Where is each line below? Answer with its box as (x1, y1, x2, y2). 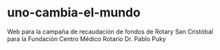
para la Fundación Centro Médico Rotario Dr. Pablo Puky (7, 34, 167, 42)
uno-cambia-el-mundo (7, 5, 140, 21)
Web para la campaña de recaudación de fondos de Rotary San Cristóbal (7, 27, 214, 36)
